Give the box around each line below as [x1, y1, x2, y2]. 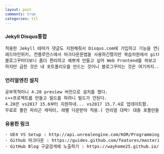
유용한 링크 [5, 120, 30, 127]
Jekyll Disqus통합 [5, 33, 47, 40]
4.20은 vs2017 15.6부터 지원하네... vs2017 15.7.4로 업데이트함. [5, 101, 149, 107]
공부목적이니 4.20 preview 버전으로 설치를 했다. [5, 89, 108, 95]
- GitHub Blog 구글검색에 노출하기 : [5, 144, 84, 149]
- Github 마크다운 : [5, 137, 50, 143]
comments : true [5, 12, 36, 17]
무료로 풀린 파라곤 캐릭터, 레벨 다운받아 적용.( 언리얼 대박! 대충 [5, 107, 141, 113]
